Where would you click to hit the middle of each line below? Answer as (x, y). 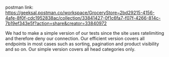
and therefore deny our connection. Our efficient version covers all (75, 38)
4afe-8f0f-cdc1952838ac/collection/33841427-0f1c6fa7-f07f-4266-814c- (83, 18)
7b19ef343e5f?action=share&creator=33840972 (56, 23)
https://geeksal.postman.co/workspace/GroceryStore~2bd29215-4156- (80, 13)
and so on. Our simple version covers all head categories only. (70, 49)
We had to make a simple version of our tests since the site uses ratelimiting (85, 33)
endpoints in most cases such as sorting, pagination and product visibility (82, 44)
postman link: (20, 7)
